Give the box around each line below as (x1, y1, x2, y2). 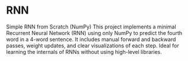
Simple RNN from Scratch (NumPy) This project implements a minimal (6, 23, 176, 30)
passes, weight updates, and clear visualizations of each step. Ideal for (6, 42, 179, 49)
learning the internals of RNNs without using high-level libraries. (6, 48, 162, 55)
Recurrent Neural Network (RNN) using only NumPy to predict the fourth (6, 29, 183, 36)
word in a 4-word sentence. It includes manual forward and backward (6, 36, 176, 43)
